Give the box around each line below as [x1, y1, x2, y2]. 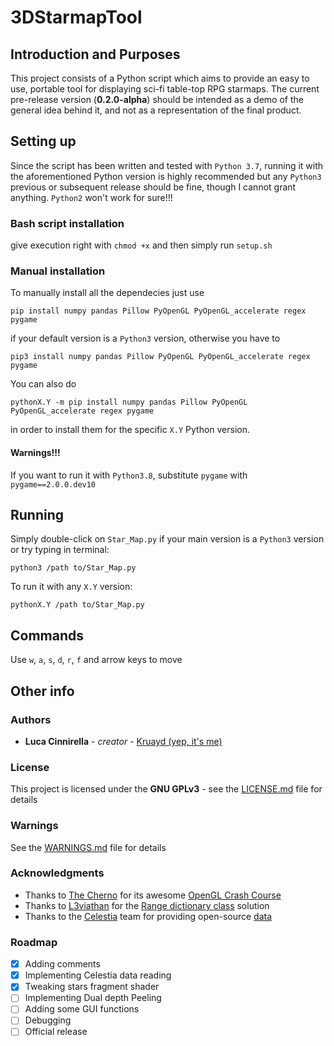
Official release [24, 1026, 88, 1038]
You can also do [10, 378, 77, 390]
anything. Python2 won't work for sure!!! [10, 191, 173, 203]
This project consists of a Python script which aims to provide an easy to [10, 72, 310, 84]
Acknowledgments [10, 866, 105, 880]
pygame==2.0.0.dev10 [10, 479, 97, 490]
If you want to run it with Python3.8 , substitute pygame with [10, 469, 248, 481]
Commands [10, 627, 85, 644]
